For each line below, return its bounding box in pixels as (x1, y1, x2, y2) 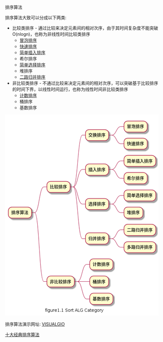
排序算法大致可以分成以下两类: (5, 15, 67, 21)
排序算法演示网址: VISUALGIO (5, 321, 65, 327)
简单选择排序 (19, 62, 46, 68)
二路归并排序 (19, 74, 46, 80)
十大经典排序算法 (5, 332, 40, 337)
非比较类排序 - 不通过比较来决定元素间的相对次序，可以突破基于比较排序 (12, 80, 159, 86)
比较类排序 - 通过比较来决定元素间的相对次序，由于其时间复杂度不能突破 (12, 25, 159, 31)
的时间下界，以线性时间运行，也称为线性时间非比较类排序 (12, 86, 128, 92)
